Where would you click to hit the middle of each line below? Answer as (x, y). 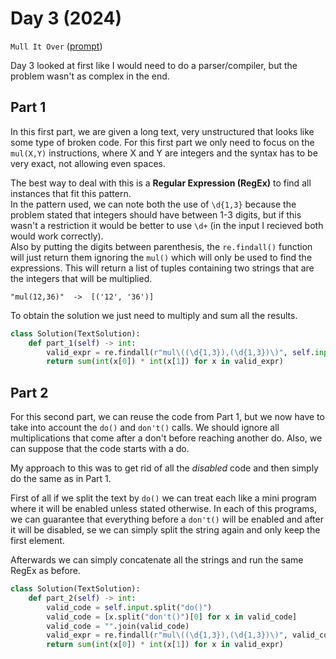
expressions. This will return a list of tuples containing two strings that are (162, 268)
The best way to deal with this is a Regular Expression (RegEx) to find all (161, 183)
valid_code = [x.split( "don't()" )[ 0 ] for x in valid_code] (172, 617)
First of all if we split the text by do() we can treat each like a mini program (163, 498)
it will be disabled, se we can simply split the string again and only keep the (165, 530)
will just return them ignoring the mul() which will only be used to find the (161, 257)
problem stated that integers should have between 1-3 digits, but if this (156, 214)
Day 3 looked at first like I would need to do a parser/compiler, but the (154, 65)
